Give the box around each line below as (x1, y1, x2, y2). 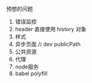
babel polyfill (15, 70, 48, 77)
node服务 (15, 63, 39, 70)
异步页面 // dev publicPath (15, 41, 80, 48)
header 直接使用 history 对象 (15, 26, 87, 32)
